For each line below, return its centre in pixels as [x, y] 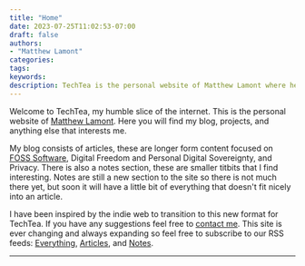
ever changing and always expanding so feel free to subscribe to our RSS [147, 233]
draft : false [34, 34]
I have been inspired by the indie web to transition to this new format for [144, 213]
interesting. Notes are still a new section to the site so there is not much [143, 177]
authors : [26, 43]
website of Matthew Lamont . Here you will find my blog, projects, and [139, 121]
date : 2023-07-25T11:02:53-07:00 [73, 26]
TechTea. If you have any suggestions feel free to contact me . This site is [146, 223]
